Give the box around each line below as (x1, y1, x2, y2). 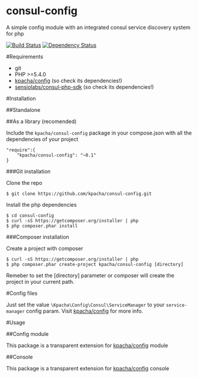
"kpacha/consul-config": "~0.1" (17, 152, 96, 158)
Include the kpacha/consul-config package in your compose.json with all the (6, 129, 192, 136)
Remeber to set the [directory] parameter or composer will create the (6, 271, 174, 279)
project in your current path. (6, 278, 75, 285)
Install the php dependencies (6, 201, 77, 208)
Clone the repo (6, 179, 43, 186)
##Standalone (6, 106, 41, 113)
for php (6, 30, 24, 37)
